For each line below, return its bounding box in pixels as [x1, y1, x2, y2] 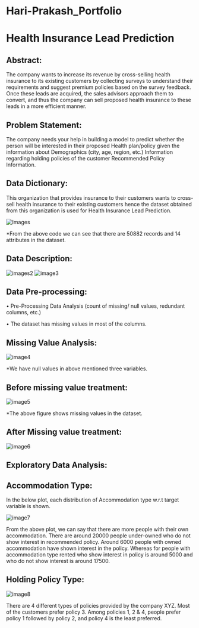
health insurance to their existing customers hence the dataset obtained [15, 200, 192, 208]
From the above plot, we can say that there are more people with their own [6, 526, 189, 533]
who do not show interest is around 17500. [6, 558, 110, 565]
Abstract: [6, 55, 42, 65]
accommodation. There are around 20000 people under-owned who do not [6, 532, 191, 539]
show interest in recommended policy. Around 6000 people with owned [6, 539, 182, 546]
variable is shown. [6, 503, 50, 510]
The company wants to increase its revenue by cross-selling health [6, 71, 170, 78]
